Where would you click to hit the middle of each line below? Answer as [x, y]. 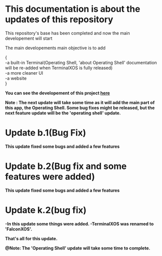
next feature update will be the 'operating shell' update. [63, 113]
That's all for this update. [31, 238]
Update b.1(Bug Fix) [46, 133]
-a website [16, 78]
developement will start [29, 38]
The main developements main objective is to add [55, 48]
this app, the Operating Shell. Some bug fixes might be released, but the [80, 108]
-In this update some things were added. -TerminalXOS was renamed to [79, 224]
